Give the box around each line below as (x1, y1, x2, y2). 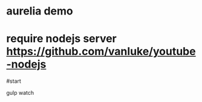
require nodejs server (6, 32, 117, 46)
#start (6, 77, 21, 85)
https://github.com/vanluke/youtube (6, 45, 196, 59)
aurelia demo (6, 4, 74, 18)
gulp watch (6, 89, 34, 97)
